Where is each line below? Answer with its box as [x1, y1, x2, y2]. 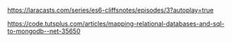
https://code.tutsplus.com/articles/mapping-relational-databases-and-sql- [7, 20, 225, 27]
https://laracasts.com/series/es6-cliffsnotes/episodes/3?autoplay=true [7, 6, 214, 14]
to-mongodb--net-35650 [7, 27, 81, 35]
